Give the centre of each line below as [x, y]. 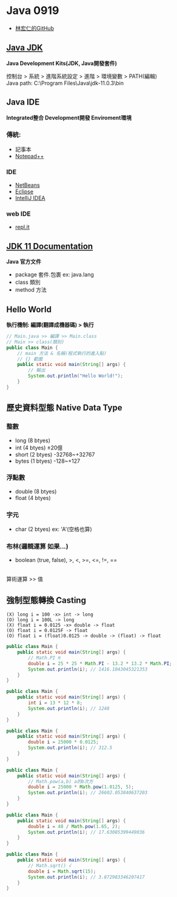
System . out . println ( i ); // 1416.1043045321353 [88, 669]
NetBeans [28, 185]
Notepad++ [29, 156]
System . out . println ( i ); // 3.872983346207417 [87, 877]
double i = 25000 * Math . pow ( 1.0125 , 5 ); [81, 787]
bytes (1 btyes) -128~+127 [48, 461]
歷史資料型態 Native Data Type [64, 408]
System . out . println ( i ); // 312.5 [70, 748]
